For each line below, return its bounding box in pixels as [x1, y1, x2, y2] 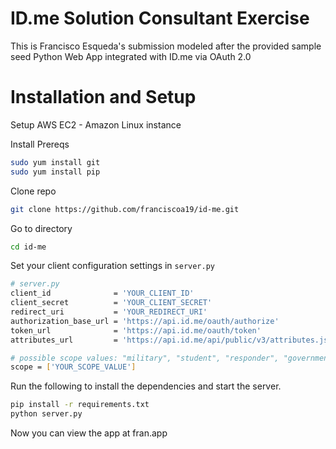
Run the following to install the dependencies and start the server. [10, 380, 282, 392]
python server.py [10, 409, 83, 419]
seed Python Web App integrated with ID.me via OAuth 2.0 [10, 50, 252, 62]
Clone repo [10, 185, 57, 197]
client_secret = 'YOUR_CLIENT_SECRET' [10, 298, 213, 308]
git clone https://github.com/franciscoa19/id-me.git [10, 204, 240, 214]
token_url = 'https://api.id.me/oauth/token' [10, 325, 262, 336]
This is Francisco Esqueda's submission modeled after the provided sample [10, 40, 322, 52]
